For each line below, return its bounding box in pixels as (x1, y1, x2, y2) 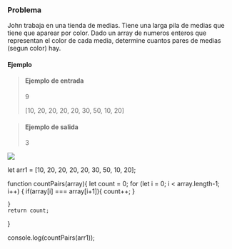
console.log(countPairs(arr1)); (7, 233, 95, 242)
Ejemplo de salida (24, 123, 79, 131)
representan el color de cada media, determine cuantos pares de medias (7, 36, 221, 45)
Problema (7, 5, 41, 15)
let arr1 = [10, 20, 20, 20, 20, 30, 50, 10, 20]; (7, 166, 136, 174)
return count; (7, 207, 50, 215)
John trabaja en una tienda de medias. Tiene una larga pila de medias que (7, 21, 225, 30)
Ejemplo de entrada (24, 76, 84, 85)
